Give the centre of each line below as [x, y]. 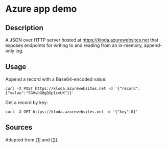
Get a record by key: [27, 102]
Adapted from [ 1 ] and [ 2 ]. [32, 140]
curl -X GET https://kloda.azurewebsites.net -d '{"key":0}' [72, 112]
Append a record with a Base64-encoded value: [56, 79]
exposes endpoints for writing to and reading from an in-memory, [74, 45]
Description [24, 28]
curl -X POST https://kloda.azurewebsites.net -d [59, 88]
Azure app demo [41, 9]
